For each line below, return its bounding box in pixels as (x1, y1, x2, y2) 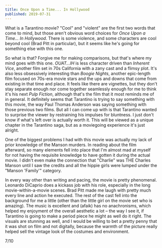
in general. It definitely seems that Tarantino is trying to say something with (5, 96, 155, 102)
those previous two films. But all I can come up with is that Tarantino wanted (5, 106, 157, 112)
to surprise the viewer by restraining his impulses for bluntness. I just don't (5, 112, 154, 117)
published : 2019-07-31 (5, 12, 51, 17)
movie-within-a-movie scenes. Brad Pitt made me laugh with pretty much (5, 187, 151, 193)
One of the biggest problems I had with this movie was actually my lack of (5, 136, 152, 142)
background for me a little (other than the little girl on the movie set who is (5, 198, 152, 203)
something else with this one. (5, 46, 64, 51)
